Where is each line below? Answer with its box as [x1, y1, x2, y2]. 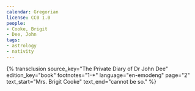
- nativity [6, 49, 34, 55]
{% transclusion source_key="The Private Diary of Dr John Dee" [6, 65, 169, 72]
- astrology [6, 43, 37, 49]
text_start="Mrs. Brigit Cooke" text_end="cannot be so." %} [6, 78, 157, 85]
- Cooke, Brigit [6, 25, 48, 32]
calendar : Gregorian [6, 8, 59, 15]
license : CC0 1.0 [6, 15, 51, 21]
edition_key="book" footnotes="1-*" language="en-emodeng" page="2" [6, 71, 191, 79]
